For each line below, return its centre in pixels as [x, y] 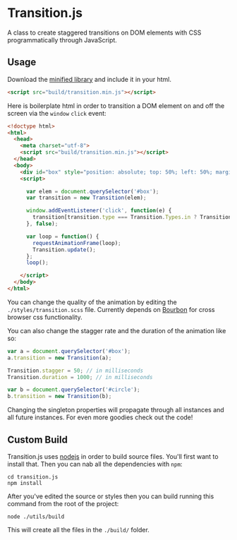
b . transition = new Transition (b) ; [60, 397]
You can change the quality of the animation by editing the [92, 302]
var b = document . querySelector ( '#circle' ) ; [74, 390]
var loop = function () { [62, 236]
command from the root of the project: [63, 503]
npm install [25, 483]
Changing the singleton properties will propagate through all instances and [116, 410]
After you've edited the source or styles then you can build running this [111, 496]
